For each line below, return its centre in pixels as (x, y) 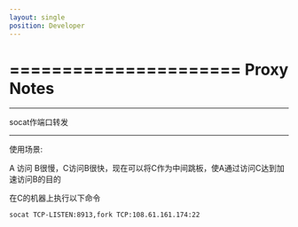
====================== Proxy (149, 70)
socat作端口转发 (39, 122)
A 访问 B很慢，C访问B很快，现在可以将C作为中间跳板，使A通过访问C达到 (143, 168)
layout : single (37, 17)
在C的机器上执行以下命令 (55, 198)
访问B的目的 (39, 179)
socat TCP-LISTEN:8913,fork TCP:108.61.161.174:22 (105, 215)
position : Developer (47, 26)
